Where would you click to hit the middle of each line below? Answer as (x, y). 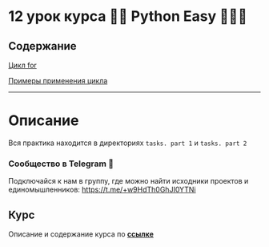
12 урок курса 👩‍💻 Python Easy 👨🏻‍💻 (128, 16)
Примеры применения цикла (58, 81)
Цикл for (23, 65)
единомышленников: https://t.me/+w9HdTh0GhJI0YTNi (102, 190)
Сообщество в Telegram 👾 (61, 164)
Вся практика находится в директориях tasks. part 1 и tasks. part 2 (128, 143)
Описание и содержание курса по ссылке (81, 234)
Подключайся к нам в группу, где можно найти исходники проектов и (128, 181)
